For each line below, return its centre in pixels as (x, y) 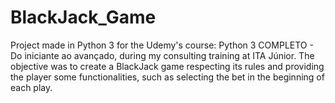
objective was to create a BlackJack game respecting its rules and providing (167, 66)
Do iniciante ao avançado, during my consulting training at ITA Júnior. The (162, 55)
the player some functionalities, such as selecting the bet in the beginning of (167, 77)
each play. (31, 87)
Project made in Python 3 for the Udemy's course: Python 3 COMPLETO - (162, 45)
